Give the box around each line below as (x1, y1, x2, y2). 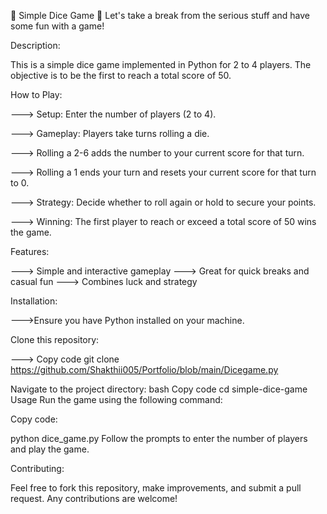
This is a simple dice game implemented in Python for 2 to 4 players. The (10, 59, 312, 70)
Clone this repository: (10, 334, 100, 345)
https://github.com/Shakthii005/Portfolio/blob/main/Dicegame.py (10, 364, 279, 375)
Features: (10, 246, 50, 257)
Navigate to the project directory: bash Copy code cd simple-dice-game (10, 383, 308, 395)
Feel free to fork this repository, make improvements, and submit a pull (10, 482, 302, 494)
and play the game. (10, 443, 90, 455)
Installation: (10, 295, 58, 307)
